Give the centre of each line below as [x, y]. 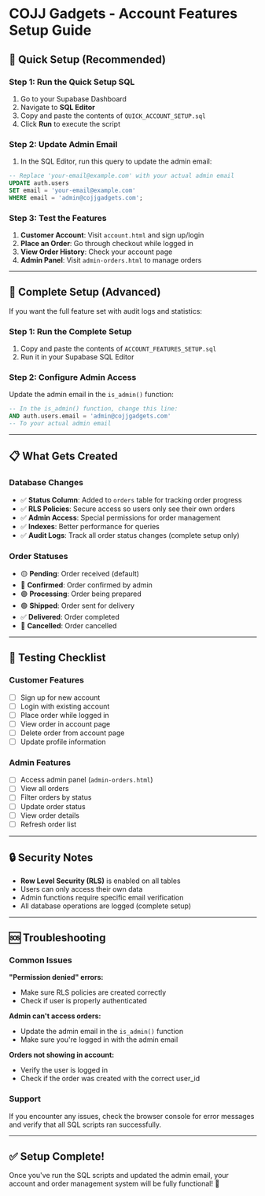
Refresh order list [48, 824]
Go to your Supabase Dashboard [73, 98]
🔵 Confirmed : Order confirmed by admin [86, 585]
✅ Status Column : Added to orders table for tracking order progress [131, 499]
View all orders [44, 789]
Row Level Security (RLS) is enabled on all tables [100, 881]
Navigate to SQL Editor [57, 107]
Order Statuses [39, 556]
